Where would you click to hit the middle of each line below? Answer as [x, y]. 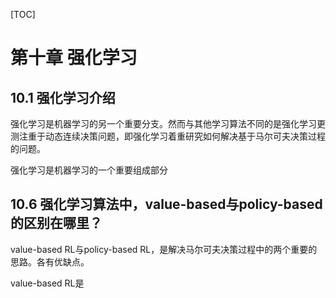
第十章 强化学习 [74, 58]
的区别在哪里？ [56, 223]
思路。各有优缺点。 [50, 261]
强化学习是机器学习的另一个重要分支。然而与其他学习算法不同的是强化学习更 [168, 123]
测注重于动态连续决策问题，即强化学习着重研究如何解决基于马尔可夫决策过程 [168, 136]
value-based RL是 [47, 283]
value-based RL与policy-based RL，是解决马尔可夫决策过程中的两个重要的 [164, 249]
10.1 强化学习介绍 [63, 97]
